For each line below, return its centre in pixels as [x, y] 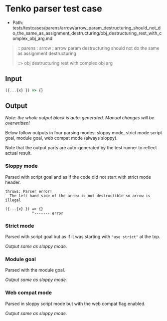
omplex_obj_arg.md [32, 38]
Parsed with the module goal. [35, 270]
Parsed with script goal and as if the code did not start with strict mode [78, 177]
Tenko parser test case [54, 9]
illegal [13, 200]
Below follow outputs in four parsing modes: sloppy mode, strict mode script [84, 133]
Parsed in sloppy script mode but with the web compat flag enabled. [75, 304]
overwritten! [17, 123]
